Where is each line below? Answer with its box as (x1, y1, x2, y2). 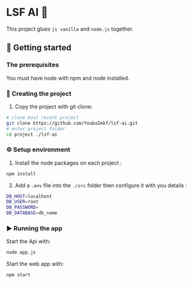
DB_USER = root (6, 199, 39, 205)
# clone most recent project (6, 114, 79, 121)
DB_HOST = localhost (6, 193, 52, 199)
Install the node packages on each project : (14, 159, 122, 166)
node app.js (6, 249, 36, 256)
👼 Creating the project (6, 89, 72, 98)
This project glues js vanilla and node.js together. (6, 25, 134, 32)
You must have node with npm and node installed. (6, 74, 130, 82)
